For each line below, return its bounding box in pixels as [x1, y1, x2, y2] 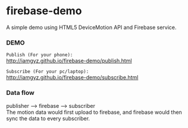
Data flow [6, 89, 35, 97]
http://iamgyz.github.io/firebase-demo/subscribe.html [6, 74, 139, 81]
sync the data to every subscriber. [6, 114, 90, 122]
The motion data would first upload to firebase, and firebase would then [6, 108, 183, 116]
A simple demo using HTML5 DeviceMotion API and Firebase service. [6, 24, 177, 31]
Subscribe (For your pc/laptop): [6, 69, 89, 75]
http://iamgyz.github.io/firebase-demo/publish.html [6, 57, 132, 65]
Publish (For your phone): [6, 52, 73, 58]
